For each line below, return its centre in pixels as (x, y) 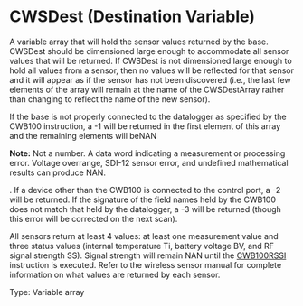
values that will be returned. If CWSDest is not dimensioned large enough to (151, 60)
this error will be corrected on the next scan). (94, 218)
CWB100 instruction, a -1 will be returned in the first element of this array (145, 126)
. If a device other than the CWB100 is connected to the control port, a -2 (145, 190)
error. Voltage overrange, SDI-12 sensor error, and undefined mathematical (149, 162)
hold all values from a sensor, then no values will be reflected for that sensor (151, 70)
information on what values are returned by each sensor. (115, 274)
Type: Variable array (47, 292)
